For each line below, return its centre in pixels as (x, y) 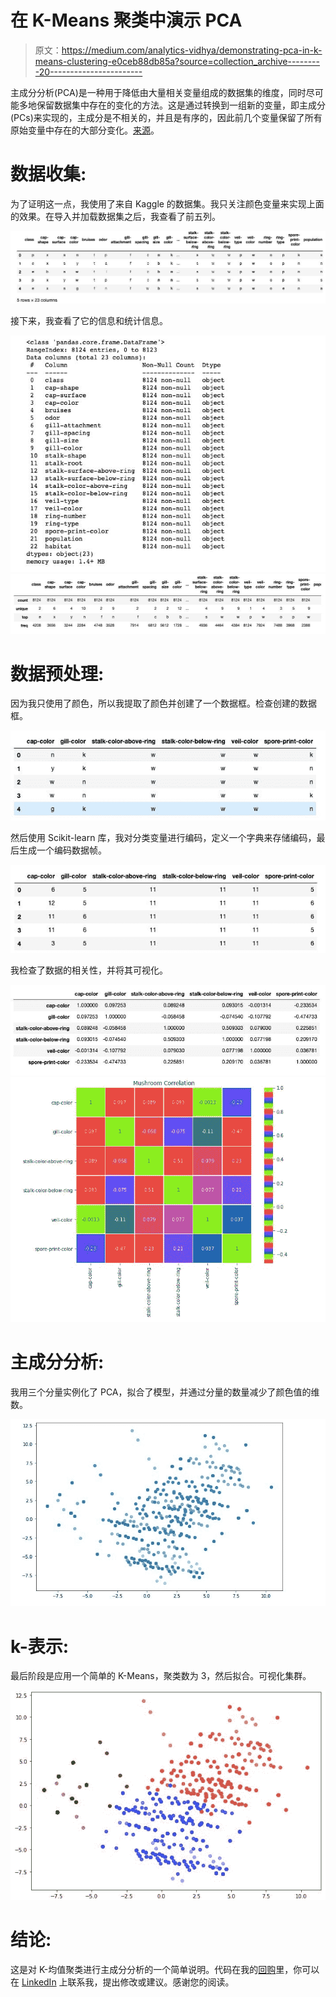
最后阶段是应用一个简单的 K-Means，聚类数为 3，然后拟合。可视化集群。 (161, 1676)
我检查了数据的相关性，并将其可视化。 (89, 970)
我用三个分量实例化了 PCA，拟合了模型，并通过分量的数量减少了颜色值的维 (165, 1392)
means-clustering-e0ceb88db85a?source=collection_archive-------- (177, 61)
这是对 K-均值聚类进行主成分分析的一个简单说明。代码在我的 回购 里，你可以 (165, 1969)
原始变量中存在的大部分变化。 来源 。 (85, 130)
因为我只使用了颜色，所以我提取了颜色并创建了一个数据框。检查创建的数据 (163, 703)
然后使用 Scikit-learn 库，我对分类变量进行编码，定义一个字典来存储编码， (163, 837)
